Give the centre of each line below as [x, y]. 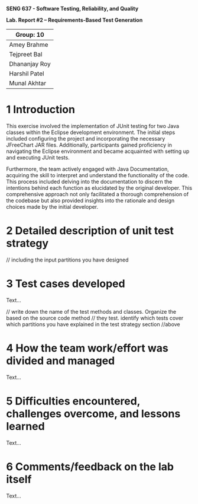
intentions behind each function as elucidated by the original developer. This [99, 188]
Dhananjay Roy [30, 64]
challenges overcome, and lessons [93, 414]
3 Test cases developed [66, 284]
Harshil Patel [27, 74]
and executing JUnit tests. [38, 157]
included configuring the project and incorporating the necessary [86, 138]
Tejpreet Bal [26, 54]
